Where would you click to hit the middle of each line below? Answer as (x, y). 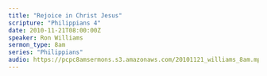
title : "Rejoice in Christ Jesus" (66, 15)
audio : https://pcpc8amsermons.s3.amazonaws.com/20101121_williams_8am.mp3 (136, 60)
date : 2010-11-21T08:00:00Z (55, 30)
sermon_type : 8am (37, 45)
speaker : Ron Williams (46, 38)
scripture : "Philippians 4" (55, 23)
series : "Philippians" (46, 52)
